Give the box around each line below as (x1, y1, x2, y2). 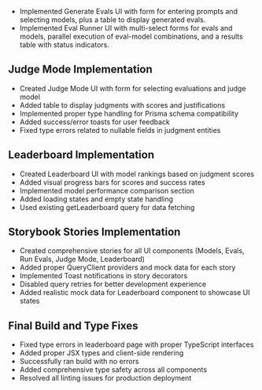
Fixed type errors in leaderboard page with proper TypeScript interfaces (19, 340, 254, 349)
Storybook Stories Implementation (8, 226, 181, 239)
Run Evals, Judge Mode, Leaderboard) (19, 255, 146, 264)
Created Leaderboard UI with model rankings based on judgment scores (19, 169, 254, 178)
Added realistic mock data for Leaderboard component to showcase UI (19, 288, 250, 297)
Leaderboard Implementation (8, 149, 155, 162)
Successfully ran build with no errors (19, 357, 139, 366)
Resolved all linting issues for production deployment (19, 373, 192, 383)
